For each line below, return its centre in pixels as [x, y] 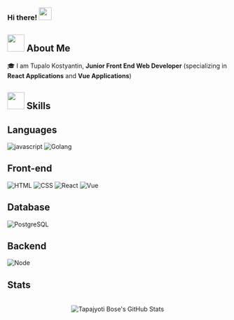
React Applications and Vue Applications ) [69, 75]
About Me [48, 49]
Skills [39, 106]
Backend [27, 246]
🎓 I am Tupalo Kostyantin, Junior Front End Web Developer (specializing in [117, 66]
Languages [32, 130]
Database [29, 207]
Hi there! [22, 17]
